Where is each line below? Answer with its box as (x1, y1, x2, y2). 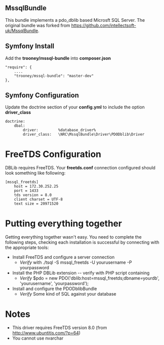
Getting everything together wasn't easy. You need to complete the (5, 234, 142, 240)
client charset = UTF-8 (14, 197, 63, 202)
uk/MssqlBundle (5, 27, 39, 34)
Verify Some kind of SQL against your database (19, 291, 117, 297)
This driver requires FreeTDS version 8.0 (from (12, 325, 107, 331)
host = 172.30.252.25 (14, 184, 58, 189)
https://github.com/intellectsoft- (71, 22, 136, 28)
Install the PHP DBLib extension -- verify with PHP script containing (12, 270, 150, 276)
